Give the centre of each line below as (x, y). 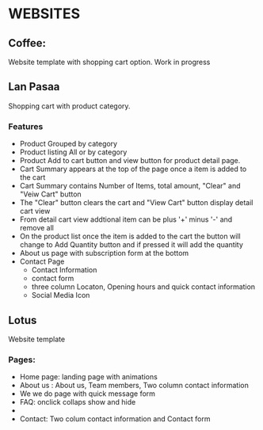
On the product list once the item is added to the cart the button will (130, 236)
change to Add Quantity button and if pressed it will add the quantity (131, 245)
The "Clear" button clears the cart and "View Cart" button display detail (136, 203)
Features (26, 126)
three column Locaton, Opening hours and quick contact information (143, 287)
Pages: (22, 360)
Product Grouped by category (68, 144)
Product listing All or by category (73, 152)
